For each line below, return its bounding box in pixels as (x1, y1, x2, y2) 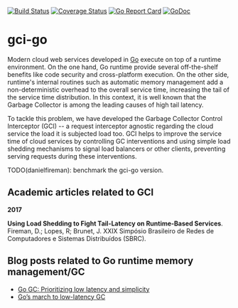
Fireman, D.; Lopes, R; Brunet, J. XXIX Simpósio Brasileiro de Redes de (7, 226, 215, 235)
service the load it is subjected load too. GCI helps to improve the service (7, 129, 222, 138)
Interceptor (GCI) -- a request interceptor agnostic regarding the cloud (7, 122, 214, 130)
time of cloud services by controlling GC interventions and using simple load (7, 137, 231, 145)
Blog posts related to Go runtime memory (7, 255, 194, 267)
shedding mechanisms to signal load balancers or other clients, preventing (7, 144, 226, 153)
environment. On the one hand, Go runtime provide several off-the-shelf (7, 63, 219, 71)
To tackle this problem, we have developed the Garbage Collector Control (7, 114, 222, 122)
